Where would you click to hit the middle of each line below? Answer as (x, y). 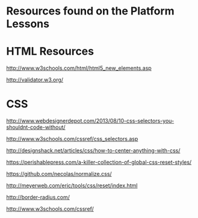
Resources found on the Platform (90, 11)
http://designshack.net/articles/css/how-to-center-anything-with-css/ (93, 151)
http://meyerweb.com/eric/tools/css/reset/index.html (72, 185)
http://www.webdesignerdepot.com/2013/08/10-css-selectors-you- (90, 121)
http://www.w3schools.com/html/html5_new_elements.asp (79, 68)
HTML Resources (50, 51)
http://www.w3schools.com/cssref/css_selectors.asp (72, 139)
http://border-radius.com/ (38, 198)
